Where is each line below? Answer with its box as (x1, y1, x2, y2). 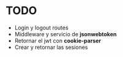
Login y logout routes (14, 24, 69, 31)
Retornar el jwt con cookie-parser (14, 37, 102, 44)
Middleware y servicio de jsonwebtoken (14, 30, 117, 37)
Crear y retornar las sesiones (14, 44, 88, 51)
